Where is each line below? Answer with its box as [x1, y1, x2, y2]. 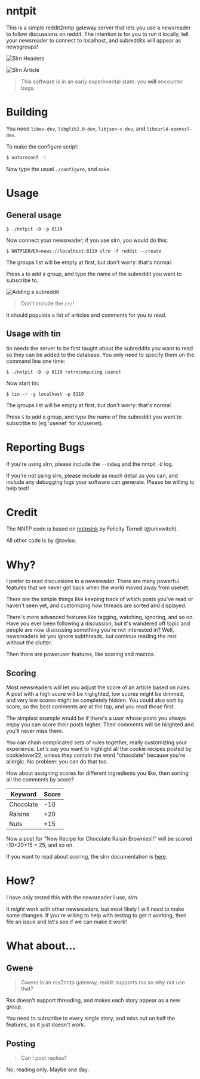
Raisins [9, 810, 30, 819]
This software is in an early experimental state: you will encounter [20, 78, 183, 85]
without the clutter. [6, 639, 53, 646]
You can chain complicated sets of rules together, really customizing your [6, 739, 187, 746]
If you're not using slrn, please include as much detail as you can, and [6, 472, 178, 479]
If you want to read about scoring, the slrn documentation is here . [6, 853, 168, 860]
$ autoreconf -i [6, 154, 47, 160]
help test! [6, 484, 29, 492]
